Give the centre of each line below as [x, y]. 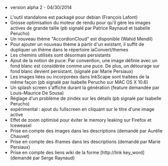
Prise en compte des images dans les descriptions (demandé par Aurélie [86, 131]
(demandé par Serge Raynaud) [42, 158]
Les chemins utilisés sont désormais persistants [60, 55]
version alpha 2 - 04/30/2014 [41, 7]
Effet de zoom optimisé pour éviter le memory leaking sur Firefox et [81, 120]
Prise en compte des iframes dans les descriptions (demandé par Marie [85, 142]
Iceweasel [21, 125]
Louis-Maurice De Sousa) [37, 93]
